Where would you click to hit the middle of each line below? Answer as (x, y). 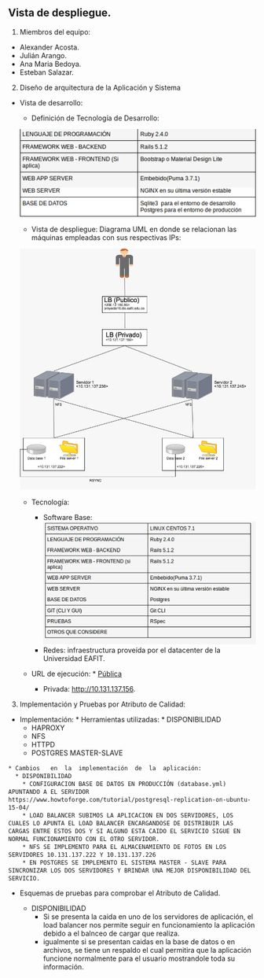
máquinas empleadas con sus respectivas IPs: (106, 238)
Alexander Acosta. (49, 47)
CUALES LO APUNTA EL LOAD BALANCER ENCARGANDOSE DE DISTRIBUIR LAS (121, 823)
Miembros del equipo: (55, 31)
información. (63, 966)
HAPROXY (48, 728)
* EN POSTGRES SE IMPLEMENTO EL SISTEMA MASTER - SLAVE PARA (124, 862)
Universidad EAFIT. (74, 658)
